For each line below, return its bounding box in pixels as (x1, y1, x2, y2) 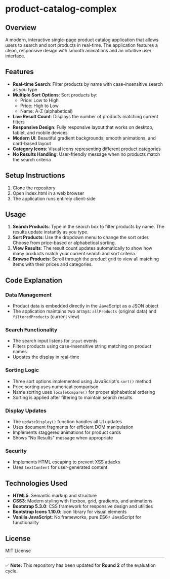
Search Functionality (5, 326, 58, 333)
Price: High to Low (20, 103, 59, 109)
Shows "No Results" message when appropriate (12, 435, 113, 441)
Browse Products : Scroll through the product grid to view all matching (12, 256, 159, 262)
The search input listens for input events (12, 338, 98, 344)
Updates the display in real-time (12, 354, 79, 360)
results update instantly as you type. (12, 229, 89, 235)
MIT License (5, 548, 31, 554)
